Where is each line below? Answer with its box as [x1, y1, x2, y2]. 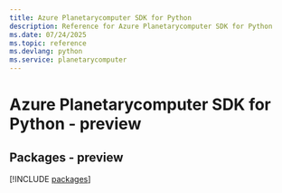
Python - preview [9, 114, 142, 134]
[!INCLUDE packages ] [9, 174, 91, 184]
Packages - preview [9, 150, 124, 165]
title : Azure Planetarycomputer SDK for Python [9, 13, 193, 23]
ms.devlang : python [9, 47, 83, 56]
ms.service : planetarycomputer [9, 55, 127, 64]
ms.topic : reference [9, 38, 88, 48]
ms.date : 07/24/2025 [9, 30, 88, 39]
